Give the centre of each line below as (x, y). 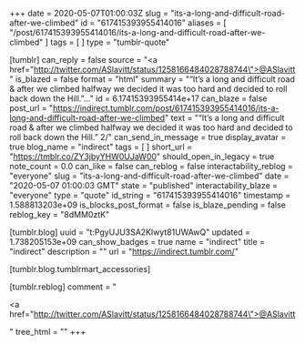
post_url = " (31, 108)
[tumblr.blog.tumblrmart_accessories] (80, 269)
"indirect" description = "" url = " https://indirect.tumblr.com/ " (124, 251)
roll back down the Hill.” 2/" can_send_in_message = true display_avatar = (148, 137)
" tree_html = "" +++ (48, 332)
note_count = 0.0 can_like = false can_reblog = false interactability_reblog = (152, 166)
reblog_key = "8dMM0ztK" (60, 214)
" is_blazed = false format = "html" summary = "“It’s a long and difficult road (152, 79)
